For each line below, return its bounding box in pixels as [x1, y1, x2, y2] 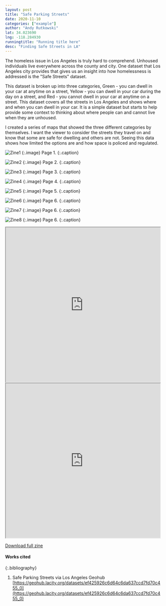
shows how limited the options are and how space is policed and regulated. [5, 140, 159, 146]
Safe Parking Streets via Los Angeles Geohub [12, 574, 105, 580]
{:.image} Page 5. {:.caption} [22, 188, 81, 194]
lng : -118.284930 [5, 35, 41, 40]
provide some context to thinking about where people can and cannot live [5, 109, 156, 115]
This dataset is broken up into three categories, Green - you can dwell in [5, 83, 152, 89]
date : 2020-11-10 [5, 16, 41, 21]
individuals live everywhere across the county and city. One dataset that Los [5, 63, 161, 69]
